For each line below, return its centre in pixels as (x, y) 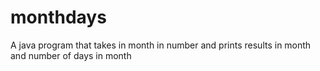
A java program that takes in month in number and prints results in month (161, 45)
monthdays (58, 17)
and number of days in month (71, 55)
